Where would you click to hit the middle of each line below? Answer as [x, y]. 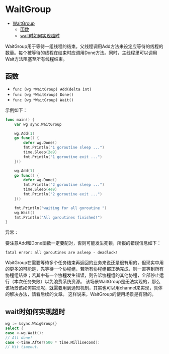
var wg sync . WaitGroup [38, 124]
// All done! [19, 338]
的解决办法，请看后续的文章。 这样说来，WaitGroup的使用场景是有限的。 [81, 294]
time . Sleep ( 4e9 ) [40, 190]
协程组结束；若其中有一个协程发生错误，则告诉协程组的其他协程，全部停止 [82, 275]
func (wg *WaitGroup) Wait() [43, 100]
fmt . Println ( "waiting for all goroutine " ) [61, 208]
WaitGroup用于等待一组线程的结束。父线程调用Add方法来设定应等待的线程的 [84, 46]
